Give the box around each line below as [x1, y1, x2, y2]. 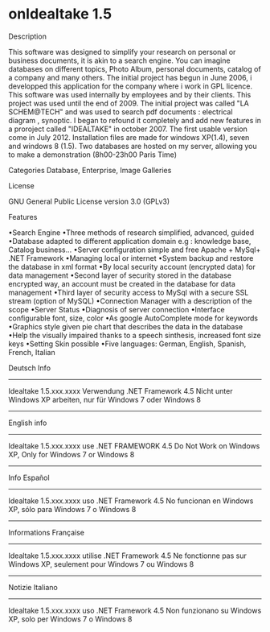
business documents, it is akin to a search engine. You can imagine [8, 56, 231, 65]
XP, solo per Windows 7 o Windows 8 [8, 613, 133, 624]
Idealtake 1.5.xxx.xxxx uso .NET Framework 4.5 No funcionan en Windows [8, 496, 254, 506]
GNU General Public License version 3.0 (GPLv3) [8, 196, 170, 206]
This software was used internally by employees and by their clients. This [8, 89, 252, 99]
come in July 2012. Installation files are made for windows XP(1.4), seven [8, 132, 250, 142]
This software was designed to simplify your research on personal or [8, 47, 236, 56]
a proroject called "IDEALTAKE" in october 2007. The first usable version [8, 124, 247, 134]
